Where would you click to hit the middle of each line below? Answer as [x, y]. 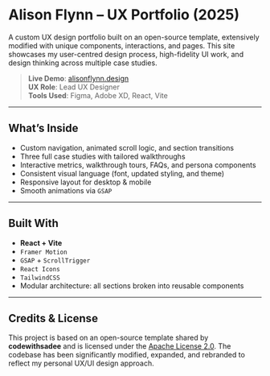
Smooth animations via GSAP [66, 190]
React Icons [40, 269]
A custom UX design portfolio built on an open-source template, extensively [134, 37]
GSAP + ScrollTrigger [55, 260]
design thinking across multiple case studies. [83, 63]
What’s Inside [43, 128]
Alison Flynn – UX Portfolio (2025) [124, 15]
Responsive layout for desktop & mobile [86, 182]
